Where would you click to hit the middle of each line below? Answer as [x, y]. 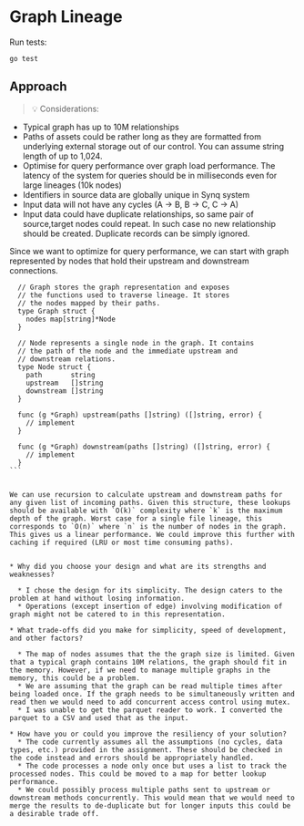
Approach [38, 87]
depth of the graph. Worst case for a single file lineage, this [136, 518]
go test [24, 58]
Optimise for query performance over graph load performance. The [149, 165]
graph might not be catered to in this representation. [117, 614]
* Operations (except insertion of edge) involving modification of [150, 606]
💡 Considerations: [66, 108]
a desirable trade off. [55, 813]
